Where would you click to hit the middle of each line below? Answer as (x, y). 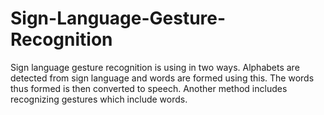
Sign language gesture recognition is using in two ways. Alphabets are (155, 67)
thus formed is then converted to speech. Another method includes (149, 88)
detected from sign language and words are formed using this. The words (162, 78)
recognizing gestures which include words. (99, 99)
